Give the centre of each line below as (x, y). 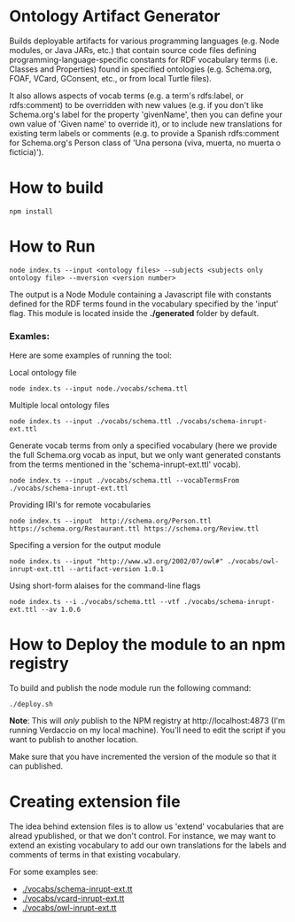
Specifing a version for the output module (85, 546)
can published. (36, 766)
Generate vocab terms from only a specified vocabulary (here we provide (143, 446)
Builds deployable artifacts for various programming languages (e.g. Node (144, 41)
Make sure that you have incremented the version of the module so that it (143, 757)
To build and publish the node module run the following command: (130, 688)
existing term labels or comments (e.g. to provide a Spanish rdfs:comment (144, 133)
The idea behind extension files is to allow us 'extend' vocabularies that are (147, 826)
